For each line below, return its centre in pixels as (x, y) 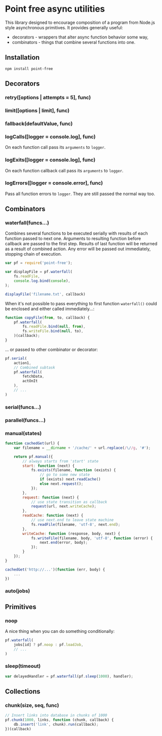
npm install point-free (29, 69)
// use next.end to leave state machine (72, 520)
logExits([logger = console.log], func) (50, 160)
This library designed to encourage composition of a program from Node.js (80, 22)
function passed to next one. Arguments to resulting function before (73, 239)
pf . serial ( (16, 358)
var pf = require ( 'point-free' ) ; (39, 263)
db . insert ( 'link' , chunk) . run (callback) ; (56, 725)
